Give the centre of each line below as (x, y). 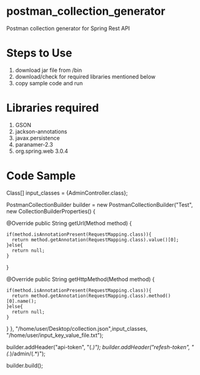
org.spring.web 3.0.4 (42, 151)
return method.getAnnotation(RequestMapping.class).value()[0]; (95, 240)
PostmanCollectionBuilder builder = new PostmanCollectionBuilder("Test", (100, 204)
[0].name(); (21, 301)
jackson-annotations (41, 131)
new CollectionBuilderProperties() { (51, 211)
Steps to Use (39, 53)
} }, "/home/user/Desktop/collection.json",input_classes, (77, 328)
